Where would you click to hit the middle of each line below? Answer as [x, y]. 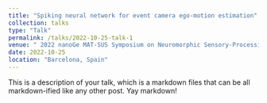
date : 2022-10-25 [37, 52]
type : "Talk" [30, 30]
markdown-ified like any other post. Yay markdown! [93, 90]
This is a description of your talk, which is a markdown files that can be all [129, 82]
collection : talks [39, 23]
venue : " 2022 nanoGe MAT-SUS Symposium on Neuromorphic [104, 45]
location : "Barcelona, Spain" [58, 60]
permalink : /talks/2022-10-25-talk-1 [71, 38]
